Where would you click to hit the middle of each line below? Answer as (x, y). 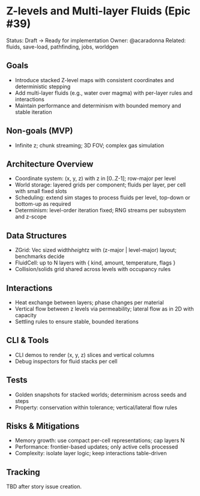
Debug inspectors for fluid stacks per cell (66, 361)
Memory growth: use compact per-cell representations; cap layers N (100, 441)
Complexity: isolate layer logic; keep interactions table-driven (91, 453)
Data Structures (37, 235)
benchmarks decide (40, 257)
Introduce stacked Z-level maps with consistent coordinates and (94, 80)
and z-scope (31, 217)
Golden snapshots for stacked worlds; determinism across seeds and (101, 395)
